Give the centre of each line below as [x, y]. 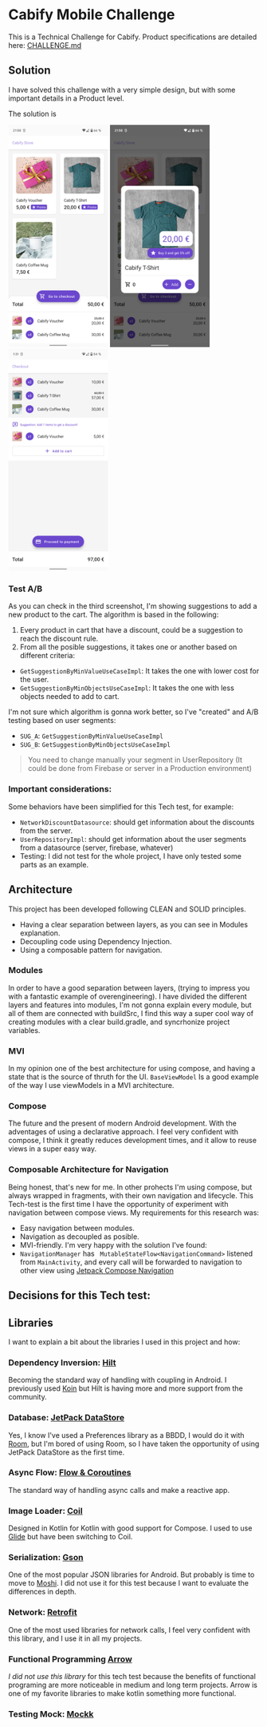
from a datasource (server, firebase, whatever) [96, 848]
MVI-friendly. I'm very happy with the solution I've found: [113, 1245]
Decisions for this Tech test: [80, 1296]
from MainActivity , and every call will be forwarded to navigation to [131, 1262]
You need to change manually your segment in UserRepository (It [135, 760]
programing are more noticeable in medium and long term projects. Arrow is [133, 1685]
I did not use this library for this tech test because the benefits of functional [132, 1677]
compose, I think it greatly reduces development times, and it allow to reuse [133, 1141]
